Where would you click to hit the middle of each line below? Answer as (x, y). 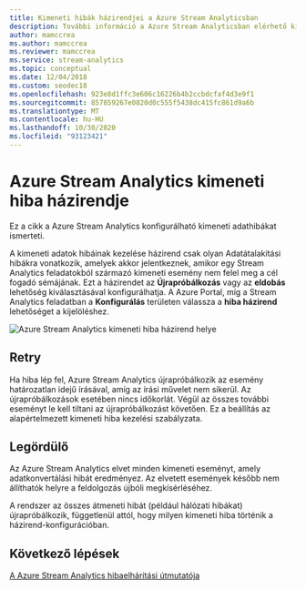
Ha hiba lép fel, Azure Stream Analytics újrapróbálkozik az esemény (137, 380)
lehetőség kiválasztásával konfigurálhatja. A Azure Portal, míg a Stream (143, 291)
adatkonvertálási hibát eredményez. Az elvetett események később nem (144, 478)
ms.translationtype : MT (55, 111)
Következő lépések (65, 553)
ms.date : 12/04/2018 (49, 77)
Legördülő (39, 447)
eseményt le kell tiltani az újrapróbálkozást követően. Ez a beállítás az (140, 408)
